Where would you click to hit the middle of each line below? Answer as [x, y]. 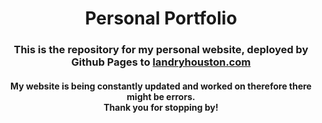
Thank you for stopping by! [161, 107]
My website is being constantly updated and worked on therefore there [161, 86]
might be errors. [161, 96]
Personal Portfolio [161, 18]
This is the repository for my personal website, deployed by [161, 50]
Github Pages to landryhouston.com [161, 62]
